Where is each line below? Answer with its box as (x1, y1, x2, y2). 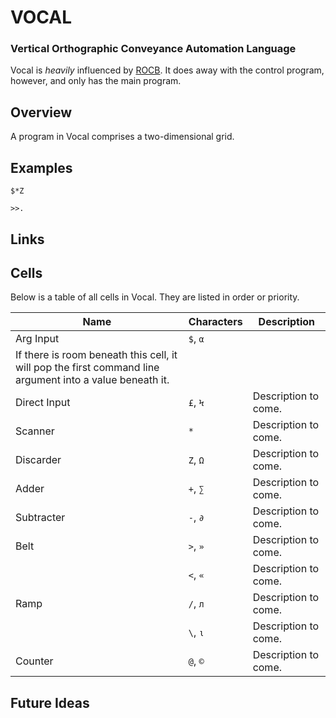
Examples (10, 159, 73, 176)
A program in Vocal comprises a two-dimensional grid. (10, 131, 235, 143)
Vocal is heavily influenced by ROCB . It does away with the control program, (10, 64, 325, 76)
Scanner (15, 424, 55, 438)
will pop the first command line (15, 361, 160, 375)
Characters (188, 315, 243, 329)
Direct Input (15, 396, 71, 410)
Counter (15, 654, 54, 668)
